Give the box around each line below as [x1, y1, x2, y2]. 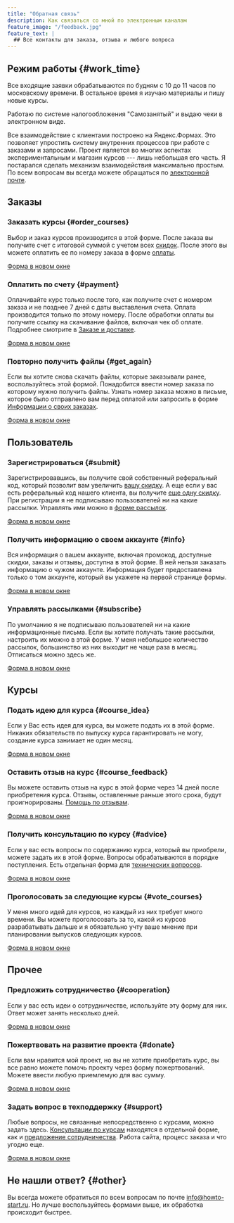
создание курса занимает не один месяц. [7, 736, 134, 744]
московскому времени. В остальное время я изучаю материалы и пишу [7, 89, 225, 97]
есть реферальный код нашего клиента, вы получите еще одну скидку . [7, 488, 221, 497]
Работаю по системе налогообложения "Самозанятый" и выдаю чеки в [7, 110, 223, 118]
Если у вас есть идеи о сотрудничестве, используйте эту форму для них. [7, 1001, 228, 1010]
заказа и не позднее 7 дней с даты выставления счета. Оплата [7, 303, 197, 311]
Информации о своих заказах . [7, 403, 98, 411]
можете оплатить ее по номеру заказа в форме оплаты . [7, 248, 176, 257]
